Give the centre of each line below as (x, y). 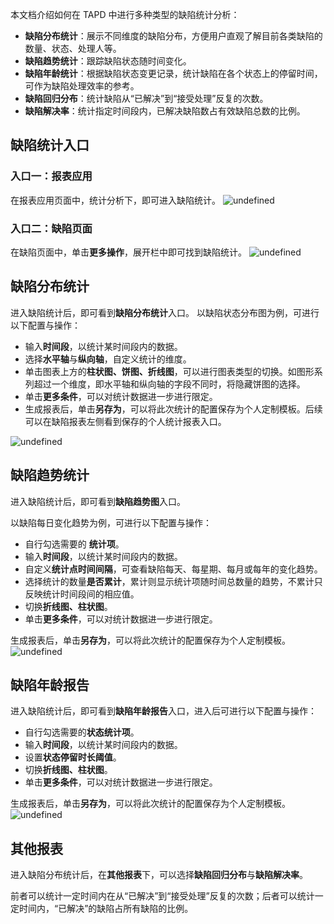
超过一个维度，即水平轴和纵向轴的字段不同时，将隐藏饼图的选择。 (169, 384)
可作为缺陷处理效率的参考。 (82, 86)
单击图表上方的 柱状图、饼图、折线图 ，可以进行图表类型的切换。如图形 (169, 371)
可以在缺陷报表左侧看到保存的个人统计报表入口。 (125, 421)
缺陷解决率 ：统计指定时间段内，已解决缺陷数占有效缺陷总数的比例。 (165, 111)
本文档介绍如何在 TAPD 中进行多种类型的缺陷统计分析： (125, 14)
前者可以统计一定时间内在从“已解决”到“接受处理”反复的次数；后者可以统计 (162, 896)
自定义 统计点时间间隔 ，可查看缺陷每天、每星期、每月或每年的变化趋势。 (173, 569)
